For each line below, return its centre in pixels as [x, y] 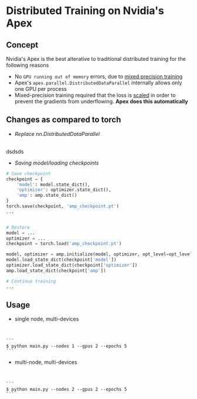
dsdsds [15, 151]
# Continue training [31, 281]
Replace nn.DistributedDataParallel [57, 134]
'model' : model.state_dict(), [54, 185]
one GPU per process [41, 89]
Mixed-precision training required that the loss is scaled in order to [95, 95]
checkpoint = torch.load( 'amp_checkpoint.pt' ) [64, 244]
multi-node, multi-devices [46, 362]
